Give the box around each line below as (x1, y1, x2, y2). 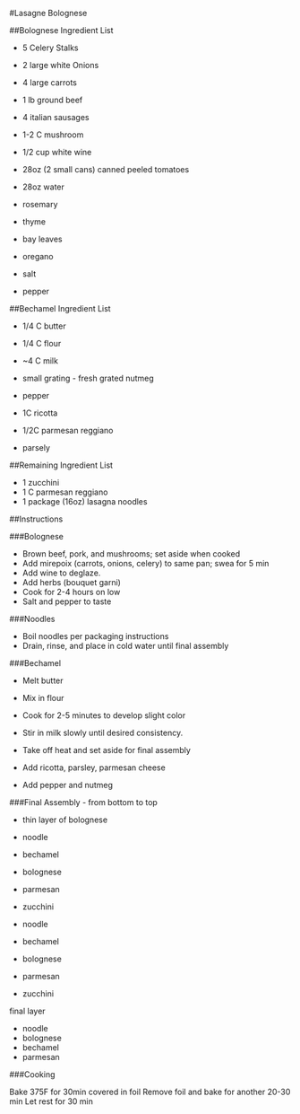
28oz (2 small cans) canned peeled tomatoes (21, 164, 190, 174)
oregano (21, 251, 54, 261)
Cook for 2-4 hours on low (21, 587, 121, 597)
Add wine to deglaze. (21, 567, 101, 578)
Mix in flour (21, 693, 64, 703)
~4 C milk (21, 355, 58, 366)
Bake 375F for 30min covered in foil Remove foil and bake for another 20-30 (9, 1086, 291, 1097)
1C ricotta (21, 408, 58, 418)
